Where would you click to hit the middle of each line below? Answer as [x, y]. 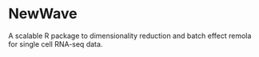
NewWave [43, 14]
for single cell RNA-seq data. [56, 44]
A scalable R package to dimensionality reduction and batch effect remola [130, 36]
